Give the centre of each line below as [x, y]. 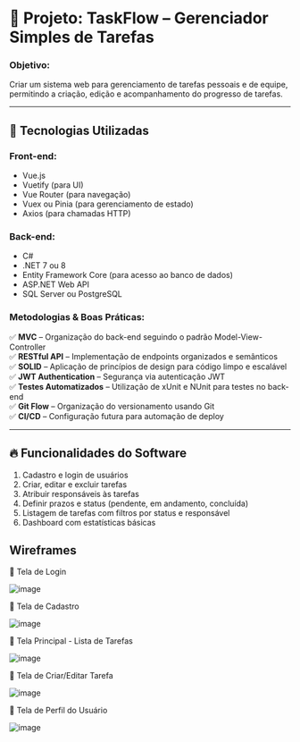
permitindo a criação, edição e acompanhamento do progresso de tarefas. [146, 94]
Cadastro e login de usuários [75, 475]
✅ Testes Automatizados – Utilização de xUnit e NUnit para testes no [137, 386]
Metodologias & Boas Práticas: [77, 317]
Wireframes [43, 550]
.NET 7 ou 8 [44, 266]
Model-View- [238, 337]
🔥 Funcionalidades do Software [98, 454]
